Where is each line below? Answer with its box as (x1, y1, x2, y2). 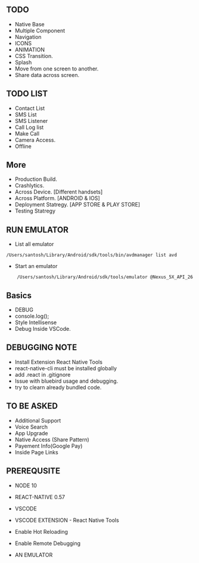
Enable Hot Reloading (14, 528, 69, 535)
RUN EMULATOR (6, 224, 69, 235)
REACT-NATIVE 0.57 (14, 493, 66, 500)
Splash (14, 59, 32, 66)
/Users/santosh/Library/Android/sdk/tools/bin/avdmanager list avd (6, 252, 178, 259)
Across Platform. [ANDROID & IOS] (14, 195, 100, 202)
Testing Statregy (14, 207, 55, 214)
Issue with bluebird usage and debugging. (14, 377, 119, 384)
